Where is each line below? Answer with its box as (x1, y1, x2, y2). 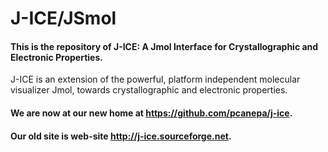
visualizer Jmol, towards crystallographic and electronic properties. (10, 84, 288, 96)
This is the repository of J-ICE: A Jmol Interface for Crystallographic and (10, 40, 319, 52)
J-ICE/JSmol (10, 7, 117, 30)
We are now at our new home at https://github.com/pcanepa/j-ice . (10, 107, 293, 119)
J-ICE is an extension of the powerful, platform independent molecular (10, 73, 301, 86)
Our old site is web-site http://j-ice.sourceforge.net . (10, 130, 232, 142)
